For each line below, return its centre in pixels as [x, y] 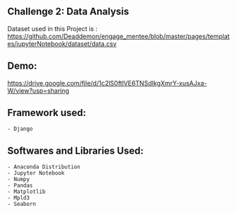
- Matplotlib [27, 192]
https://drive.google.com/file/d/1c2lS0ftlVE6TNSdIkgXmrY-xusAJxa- [107, 83]
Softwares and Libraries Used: [75, 150]
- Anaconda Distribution [44, 167]
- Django [20, 129]
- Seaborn [22, 205]
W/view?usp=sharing [38, 91]
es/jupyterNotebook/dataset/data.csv [62, 44]
